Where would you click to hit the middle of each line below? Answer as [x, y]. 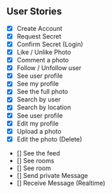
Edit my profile [37, 123]
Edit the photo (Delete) [49, 139]
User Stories [34, 12]
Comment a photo [43, 60]
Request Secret [39, 36]
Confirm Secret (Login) [50, 44]
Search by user [38, 99]
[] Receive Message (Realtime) [61, 183]
